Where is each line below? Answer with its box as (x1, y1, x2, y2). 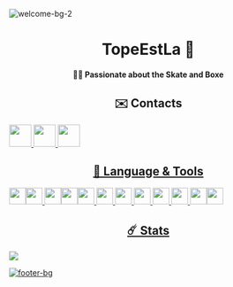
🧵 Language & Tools (93, 164, 204, 179)
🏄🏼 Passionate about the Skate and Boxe (72, 69, 224, 80)
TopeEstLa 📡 (101, 40, 196, 59)
